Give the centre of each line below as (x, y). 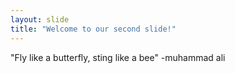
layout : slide (40, 19)
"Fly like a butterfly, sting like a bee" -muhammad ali (118, 57)
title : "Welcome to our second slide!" (93, 29)
